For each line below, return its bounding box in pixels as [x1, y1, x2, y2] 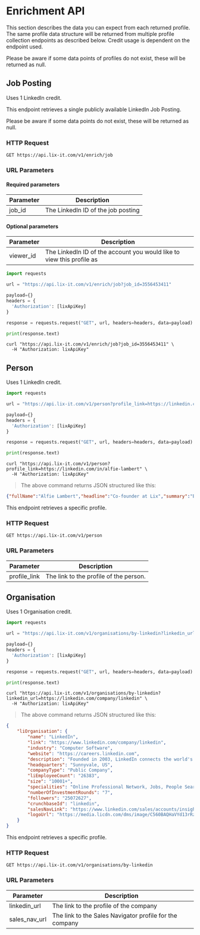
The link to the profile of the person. [45, 572, 146, 580]
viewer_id [9, 252, 36, 260]
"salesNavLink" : [27, 806, 68, 812]
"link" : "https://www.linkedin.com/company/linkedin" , [27, 740, 167, 745]
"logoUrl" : [27, 812, 55, 818]
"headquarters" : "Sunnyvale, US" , [27, 762, 113, 768]
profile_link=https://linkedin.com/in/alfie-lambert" [6, 466, 143, 472]
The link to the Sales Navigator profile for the [52, 911, 177, 919]
